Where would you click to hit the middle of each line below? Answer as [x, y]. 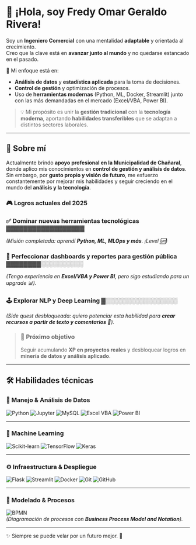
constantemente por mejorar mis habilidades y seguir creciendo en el [90, 181]
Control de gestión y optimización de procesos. [72, 88]
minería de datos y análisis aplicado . [65, 356]
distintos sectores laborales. [54, 125]
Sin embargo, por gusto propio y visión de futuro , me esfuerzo [82, 175]
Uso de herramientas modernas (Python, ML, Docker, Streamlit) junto [99, 94]
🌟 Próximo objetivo [48, 337]
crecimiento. [21, 47]
